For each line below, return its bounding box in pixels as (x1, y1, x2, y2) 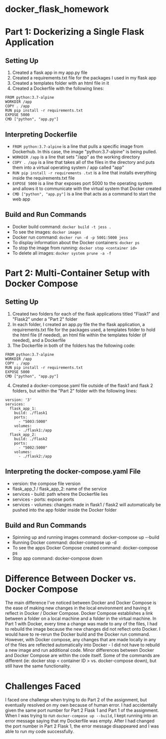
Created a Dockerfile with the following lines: (12, 85, 104, 91)
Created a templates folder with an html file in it (12, 80, 110, 86)
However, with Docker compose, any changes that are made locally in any (5, 637, 156, 643)
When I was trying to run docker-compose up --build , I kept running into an (5, 713, 158, 719)
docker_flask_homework (5, 3, 109, 15)
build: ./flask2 (14, 436, 48, 441)
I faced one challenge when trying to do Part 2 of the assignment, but (5, 697, 147, 703)
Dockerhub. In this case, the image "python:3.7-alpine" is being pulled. (12, 149, 157, 154)
